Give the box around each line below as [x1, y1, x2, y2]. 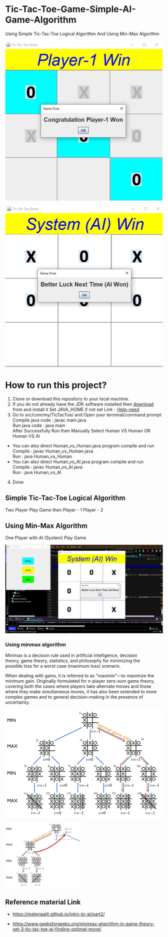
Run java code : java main [12, 422, 65, 428]
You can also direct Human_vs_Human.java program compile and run [12, 443, 154, 449]
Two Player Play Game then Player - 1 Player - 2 [5, 507, 103, 513]
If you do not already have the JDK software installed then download [12, 401, 154, 407]
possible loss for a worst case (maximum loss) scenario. [5, 663, 121, 669]
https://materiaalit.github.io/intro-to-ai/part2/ [12, 911, 105, 917]
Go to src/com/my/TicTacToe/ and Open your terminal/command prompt [12, 412, 161, 418]
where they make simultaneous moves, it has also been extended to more [5, 689, 157, 695]
